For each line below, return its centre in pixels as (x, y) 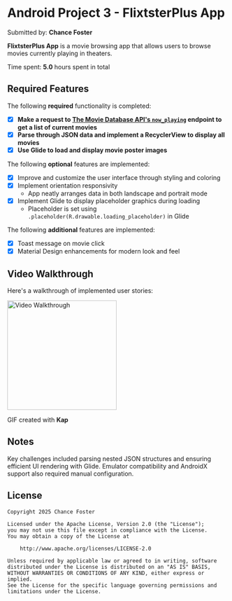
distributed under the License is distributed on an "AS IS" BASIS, (109, 567)
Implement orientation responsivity (67, 186)
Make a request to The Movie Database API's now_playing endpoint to (119, 119)
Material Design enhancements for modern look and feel (99, 251)
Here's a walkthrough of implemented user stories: (80, 291)
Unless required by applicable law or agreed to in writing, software (112, 561)
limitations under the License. (54, 591)
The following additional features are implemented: (81, 230)
